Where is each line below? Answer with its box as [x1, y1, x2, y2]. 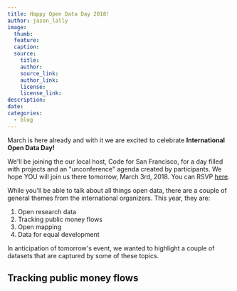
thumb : [14, 30, 33, 38]
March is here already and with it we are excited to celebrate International [7, 136, 226, 144]
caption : [14, 43, 40, 51]
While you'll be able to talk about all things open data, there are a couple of [7, 186, 228, 194]
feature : [14, 37, 40, 44]
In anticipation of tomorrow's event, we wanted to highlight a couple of [7, 243, 215, 253]
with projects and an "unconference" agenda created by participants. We [7, 164, 222, 173]
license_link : [20, 90, 62, 97]
